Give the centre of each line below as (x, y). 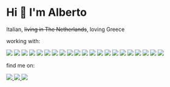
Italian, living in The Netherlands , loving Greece (66, 29)
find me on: (21, 65)
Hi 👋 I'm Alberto (46, 12)
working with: (23, 41)
